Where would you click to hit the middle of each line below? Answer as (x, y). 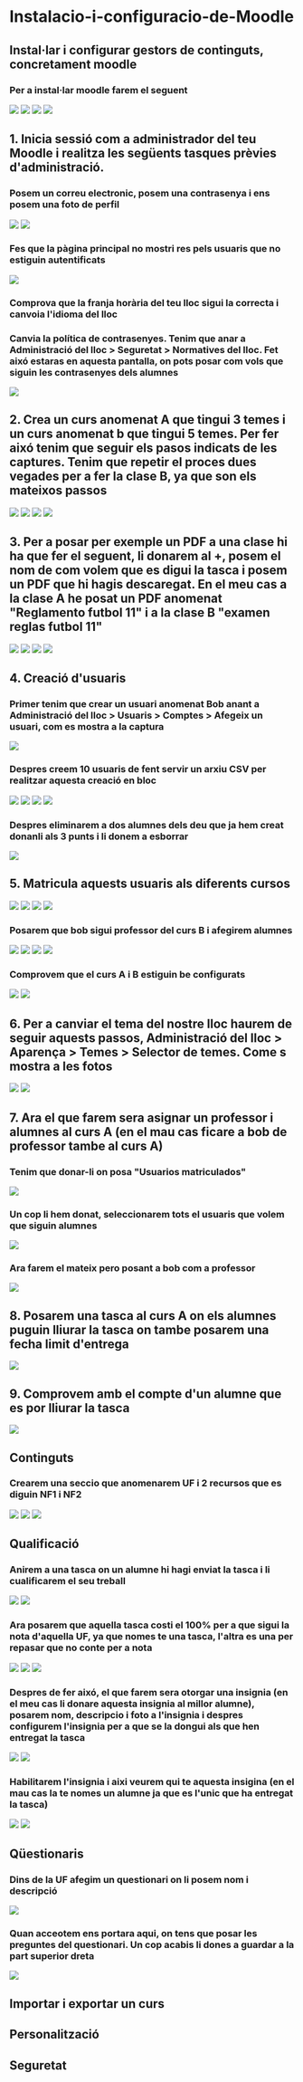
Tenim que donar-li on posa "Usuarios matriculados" (128, 1171)
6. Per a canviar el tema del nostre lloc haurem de (151, 1023)
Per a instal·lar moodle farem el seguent (99, 90)
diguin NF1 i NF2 (46, 1495)
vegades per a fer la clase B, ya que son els (133, 477)
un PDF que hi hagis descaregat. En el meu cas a (148, 584)
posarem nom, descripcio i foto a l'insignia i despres (127, 1714)
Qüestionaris (47, 1853)
